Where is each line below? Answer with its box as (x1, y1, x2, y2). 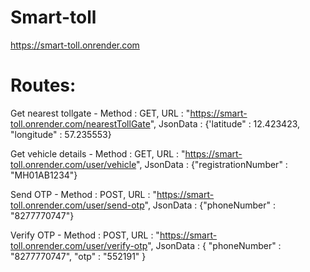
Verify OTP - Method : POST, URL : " (10, 229, 160, 241)
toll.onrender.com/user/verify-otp (10, 239, 148, 251)
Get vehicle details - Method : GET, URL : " (10, 147, 186, 160)
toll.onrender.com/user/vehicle (10, 158, 137, 170)
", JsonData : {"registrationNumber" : (136, 158, 288, 170)
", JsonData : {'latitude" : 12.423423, (149, 117, 301, 130)
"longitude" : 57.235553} (10, 128, 112, 140)
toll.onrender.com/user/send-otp (10, 199, 145, 211)
